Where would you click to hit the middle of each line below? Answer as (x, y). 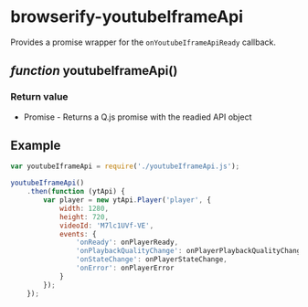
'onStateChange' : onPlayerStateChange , (151, 259)
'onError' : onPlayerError (125, 268)
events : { (78, 234)
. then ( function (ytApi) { (76, 192)
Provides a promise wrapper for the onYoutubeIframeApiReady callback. (143, 42)
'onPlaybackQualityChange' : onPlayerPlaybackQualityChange (190, 251)
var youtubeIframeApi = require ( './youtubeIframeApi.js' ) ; (125, 166)
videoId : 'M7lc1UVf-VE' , (106, 226)
